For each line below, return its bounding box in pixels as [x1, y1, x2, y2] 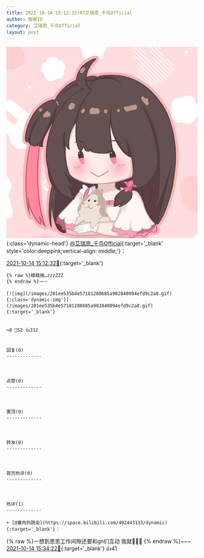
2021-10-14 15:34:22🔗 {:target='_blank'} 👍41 [6, 545, 117, 553]
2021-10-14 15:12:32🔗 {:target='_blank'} [6, 260, 104, 267]
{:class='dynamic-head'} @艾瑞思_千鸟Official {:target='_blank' [6, 240, 163, 247]
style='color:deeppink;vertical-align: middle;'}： [6, 247, 126, 255]
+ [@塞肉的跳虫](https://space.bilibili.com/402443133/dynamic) [6, 520, 168, 526]
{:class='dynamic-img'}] [6, 297, 69, 303]
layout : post [6, 29, 39, 35]
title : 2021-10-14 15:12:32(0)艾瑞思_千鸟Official [6, 10, 132, 16]
